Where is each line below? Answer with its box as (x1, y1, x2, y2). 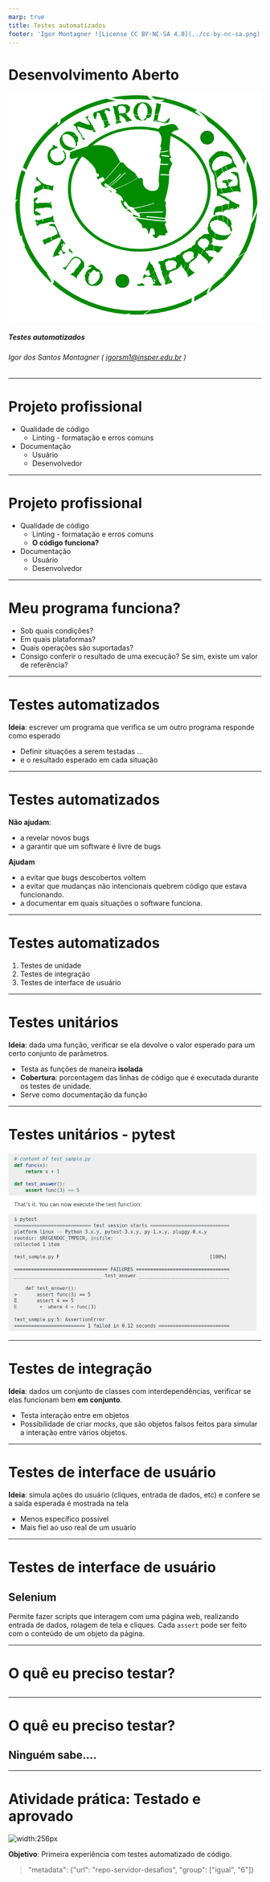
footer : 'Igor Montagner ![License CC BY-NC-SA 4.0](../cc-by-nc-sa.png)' (8, 30, 264, 38)
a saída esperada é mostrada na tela (8, 1498, 129, 1508)
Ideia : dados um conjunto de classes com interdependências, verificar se (8, 1387, 252, 1396)
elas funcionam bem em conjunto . (8, 1395, 123, 1405)
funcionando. (19, 890, 64, 899)
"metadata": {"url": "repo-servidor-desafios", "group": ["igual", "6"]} (27, 1864, 255, 1874)
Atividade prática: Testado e (8, 1790, 201, 1808)
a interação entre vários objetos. (19, 1428, 128, 1437)
